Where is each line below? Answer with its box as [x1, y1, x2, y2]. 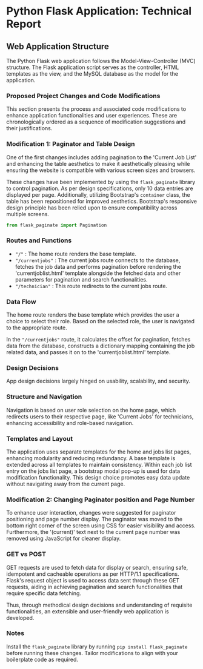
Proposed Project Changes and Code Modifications [6, 91, 161, 100]
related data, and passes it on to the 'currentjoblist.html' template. [6, 349, 171, 356]
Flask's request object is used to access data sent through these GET [6, 576, 180, 584]
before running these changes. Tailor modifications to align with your [6, 649, 179, 656]
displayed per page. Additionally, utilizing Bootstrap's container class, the [6, 191, 190, 198]
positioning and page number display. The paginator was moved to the [6, 516, 183, 523]
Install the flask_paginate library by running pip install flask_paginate [6, 643, 188, 650]
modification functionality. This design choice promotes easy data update [6, 473, 190, 481]
